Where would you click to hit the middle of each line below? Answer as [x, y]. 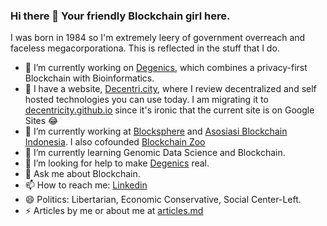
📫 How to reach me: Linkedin [86, 185]
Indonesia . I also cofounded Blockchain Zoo [115, 142]
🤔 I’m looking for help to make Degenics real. [117, 163]
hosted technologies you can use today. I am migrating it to [146, 100]
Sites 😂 [41, 121]
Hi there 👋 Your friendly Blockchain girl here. [120, 16]
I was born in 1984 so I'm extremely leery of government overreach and [158, 38]
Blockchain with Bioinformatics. [89, 78]
